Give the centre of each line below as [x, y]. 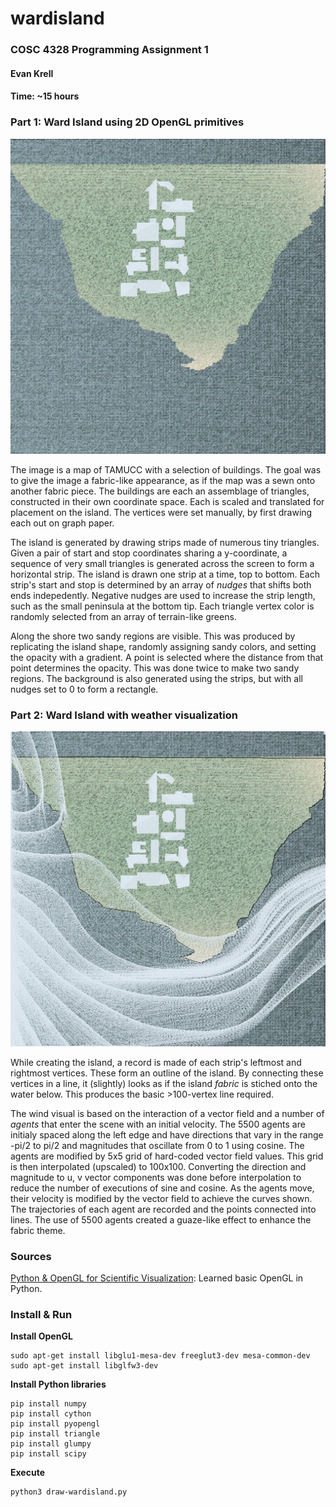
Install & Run [41, 1315]
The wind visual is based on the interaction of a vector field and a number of [167, 1113]
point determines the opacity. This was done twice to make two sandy [155, 668]
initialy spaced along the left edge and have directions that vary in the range [167, 1134]
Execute [27, 1473]
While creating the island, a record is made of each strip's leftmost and [156, 1062]
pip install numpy [48, 1404]
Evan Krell [32, 73]
